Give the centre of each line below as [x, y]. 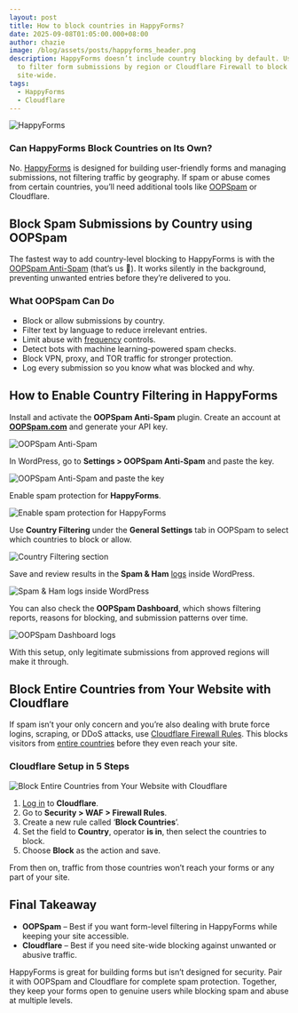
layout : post [33, 17]
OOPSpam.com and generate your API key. [89, 427]
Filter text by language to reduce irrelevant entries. [114, 330]
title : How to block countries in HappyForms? [97, 26]
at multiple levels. [41, 1000]
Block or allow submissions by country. [94, 320]
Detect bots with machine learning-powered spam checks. [129, 348]
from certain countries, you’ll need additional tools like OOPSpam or [133, 187]
